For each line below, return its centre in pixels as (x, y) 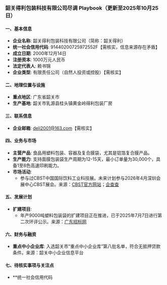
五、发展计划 (18, 197)
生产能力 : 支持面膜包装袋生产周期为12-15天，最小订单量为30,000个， (84, 159)
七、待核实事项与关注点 (30, 265)
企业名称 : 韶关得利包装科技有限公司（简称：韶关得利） (69, 41)
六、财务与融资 (21, 234)
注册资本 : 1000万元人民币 (39, 60)
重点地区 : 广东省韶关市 (36, 97)
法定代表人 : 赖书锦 (32, 66)
